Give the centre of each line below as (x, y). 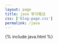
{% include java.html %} (29, 37)
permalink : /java (22, 23)
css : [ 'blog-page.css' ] (29, 18)
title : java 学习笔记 (25, 14)
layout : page (18, 9)
